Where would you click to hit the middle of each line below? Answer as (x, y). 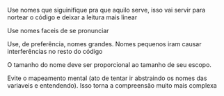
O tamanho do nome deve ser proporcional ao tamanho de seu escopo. (110, 65)
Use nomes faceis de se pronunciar (58, 31)
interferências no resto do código (55, 51)
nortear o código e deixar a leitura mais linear (72, 17)
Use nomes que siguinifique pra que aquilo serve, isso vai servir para (106, 10)
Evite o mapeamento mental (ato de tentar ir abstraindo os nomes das (107, 78)
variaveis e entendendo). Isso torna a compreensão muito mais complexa (112, 85)
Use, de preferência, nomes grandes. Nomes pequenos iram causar (104, 44)
